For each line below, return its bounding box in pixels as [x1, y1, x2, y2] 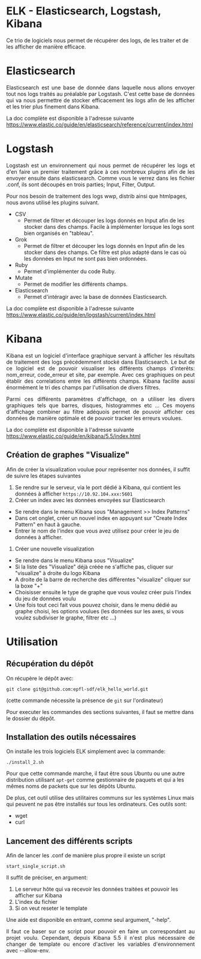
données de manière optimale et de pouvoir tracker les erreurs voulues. [6, 415, 183, 422]
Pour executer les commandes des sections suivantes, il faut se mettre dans [6, 708, 194, 715]
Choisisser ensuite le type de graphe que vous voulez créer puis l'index [14, 588, 191, 595]
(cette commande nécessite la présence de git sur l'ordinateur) [6, 697, 163, 704]
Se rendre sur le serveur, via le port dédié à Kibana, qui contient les [14, 483, 181, 491]
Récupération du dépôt [6, 659, 94, 669]
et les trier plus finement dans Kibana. [6, 103, 100, 110]
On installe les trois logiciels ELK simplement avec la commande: [6, 748, 166, 755]
